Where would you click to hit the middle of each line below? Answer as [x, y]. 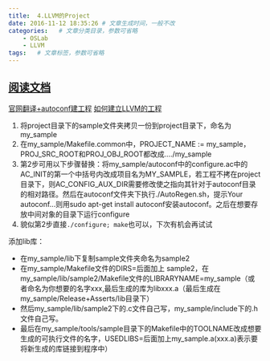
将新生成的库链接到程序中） [66, 348]
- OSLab [35, 38]
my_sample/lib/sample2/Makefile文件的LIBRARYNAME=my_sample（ [134, 278]
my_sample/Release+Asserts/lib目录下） [87, 298]
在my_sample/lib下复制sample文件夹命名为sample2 [105, 258]
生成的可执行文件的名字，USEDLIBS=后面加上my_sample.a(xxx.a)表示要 [139, 339]
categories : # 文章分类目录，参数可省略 [73, 30]
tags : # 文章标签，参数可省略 [56, 53]
